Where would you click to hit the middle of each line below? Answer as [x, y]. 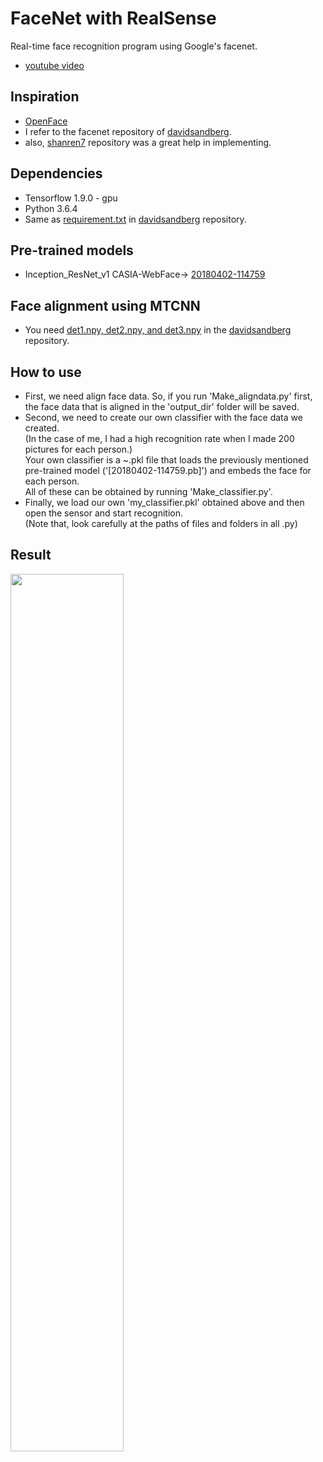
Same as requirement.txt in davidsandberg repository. [135, 219]
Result [31, 555]
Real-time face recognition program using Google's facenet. [134, 46]
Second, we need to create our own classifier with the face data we [163, 417]
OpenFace [46, 121]
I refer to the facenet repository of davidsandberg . [128, 131]
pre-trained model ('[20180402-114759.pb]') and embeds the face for [168, 470]
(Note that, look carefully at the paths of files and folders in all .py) [161, 523]
